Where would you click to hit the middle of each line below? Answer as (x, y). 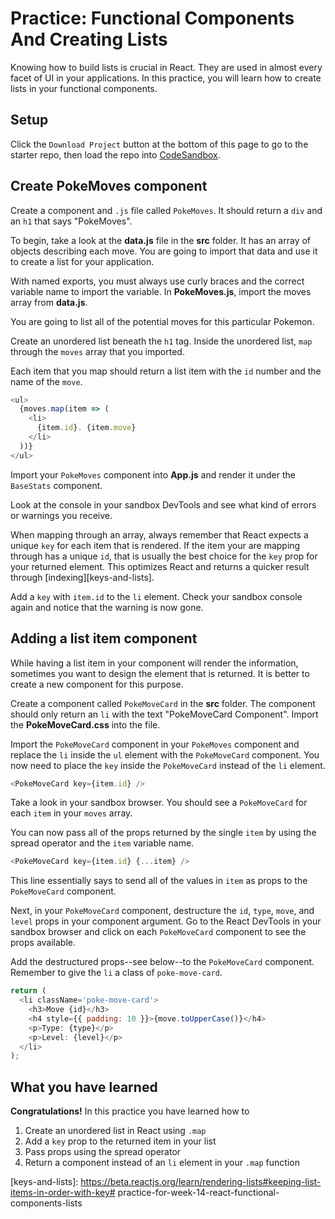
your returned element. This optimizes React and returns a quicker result (160, 566)
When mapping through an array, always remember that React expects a (159, 534)
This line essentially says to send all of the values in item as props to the (159, 881)
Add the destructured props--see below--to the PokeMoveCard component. (162, 962)
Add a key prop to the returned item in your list (120, 1141)
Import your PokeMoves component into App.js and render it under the (153, 474)
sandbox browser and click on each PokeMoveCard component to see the (158, 932)
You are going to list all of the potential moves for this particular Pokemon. (162, 321)
